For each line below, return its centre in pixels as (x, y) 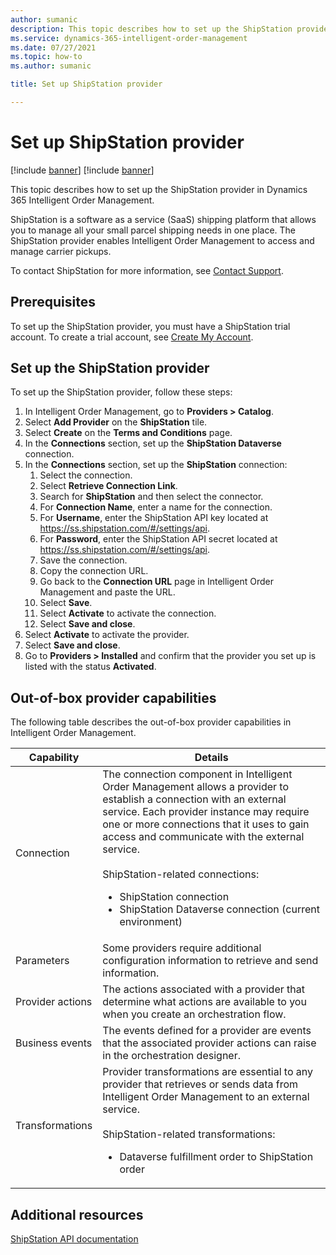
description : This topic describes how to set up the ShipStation (151, 29)
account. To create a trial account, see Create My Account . (132, 337)
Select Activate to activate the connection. (128, 613)
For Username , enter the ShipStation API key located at (154, 518)
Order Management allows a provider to (196, 787)
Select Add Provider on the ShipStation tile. (116, 422)
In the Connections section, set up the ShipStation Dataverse (153, 443)
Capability (54, 758)
